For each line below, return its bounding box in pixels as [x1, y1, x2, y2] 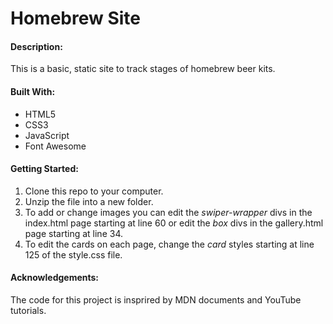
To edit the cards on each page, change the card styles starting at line [24, 238, 315, 250]
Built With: [10, 85, 56, 97]
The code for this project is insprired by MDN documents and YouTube [10, 294, 302, 306]
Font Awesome [24, 140, 87, 152]
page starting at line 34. [24, 227, 123, 239]
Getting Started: [10, 163, 79, 175]
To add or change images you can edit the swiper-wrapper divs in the [24, 206, 313, 218]
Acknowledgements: [10, 272, 100, 284]
